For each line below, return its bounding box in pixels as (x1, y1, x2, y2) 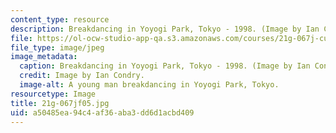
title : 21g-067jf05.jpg (10, 98, 110, 108)
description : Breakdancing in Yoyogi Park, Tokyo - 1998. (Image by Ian (10, 24, 320, 34)
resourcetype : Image (10, 89, 97, 99)
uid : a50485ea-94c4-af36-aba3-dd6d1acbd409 (10, 107, 195, 118)
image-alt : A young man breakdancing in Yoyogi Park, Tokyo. (19, 80, 280, 90)
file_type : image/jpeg (10, 42, 105, 53)
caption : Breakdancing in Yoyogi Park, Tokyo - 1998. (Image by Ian (19, 61, 311, 71)
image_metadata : (10, 52, 78, 62)
